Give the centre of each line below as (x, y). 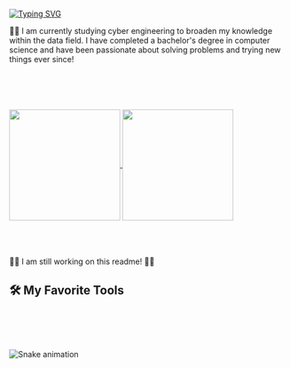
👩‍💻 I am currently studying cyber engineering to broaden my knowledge (141, 31)
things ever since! (42, 59)
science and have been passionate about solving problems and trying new (145, 50)
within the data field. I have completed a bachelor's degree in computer (140, 40)
